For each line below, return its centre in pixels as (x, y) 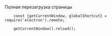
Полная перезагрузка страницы (38, 7)
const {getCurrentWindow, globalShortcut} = (60, 16)
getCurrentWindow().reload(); (45, 29)
